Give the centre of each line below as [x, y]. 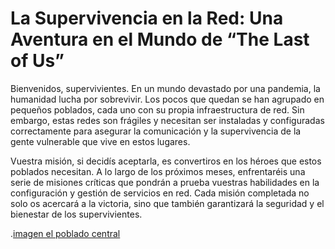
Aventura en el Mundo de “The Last [160, 39]
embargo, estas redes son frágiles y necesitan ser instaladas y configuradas [167, 120]
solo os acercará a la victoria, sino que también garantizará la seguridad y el [167, 203]
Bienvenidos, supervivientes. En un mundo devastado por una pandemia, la [165, 88]
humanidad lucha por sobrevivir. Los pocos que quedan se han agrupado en [167, 99]
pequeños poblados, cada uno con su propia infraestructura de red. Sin [157, 109]
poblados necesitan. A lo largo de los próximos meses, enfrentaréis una [158, 171]
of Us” [37, 61]
